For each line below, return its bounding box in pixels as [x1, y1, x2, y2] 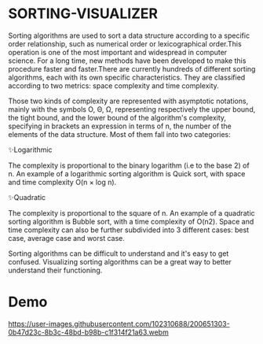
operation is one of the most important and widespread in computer [8, 47, 228, 57]
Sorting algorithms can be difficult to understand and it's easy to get [8, 249, 229, 258]
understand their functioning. [8, 265, 103, 275]
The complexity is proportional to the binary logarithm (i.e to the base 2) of [8, 161, 250, 170]
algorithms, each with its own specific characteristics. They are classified [8, 72, 246, 82]
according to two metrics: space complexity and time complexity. [8, 80, 220, 91]
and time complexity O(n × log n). [8, 177, 117, 187]
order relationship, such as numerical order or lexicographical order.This [8, 39, 242, 48]
